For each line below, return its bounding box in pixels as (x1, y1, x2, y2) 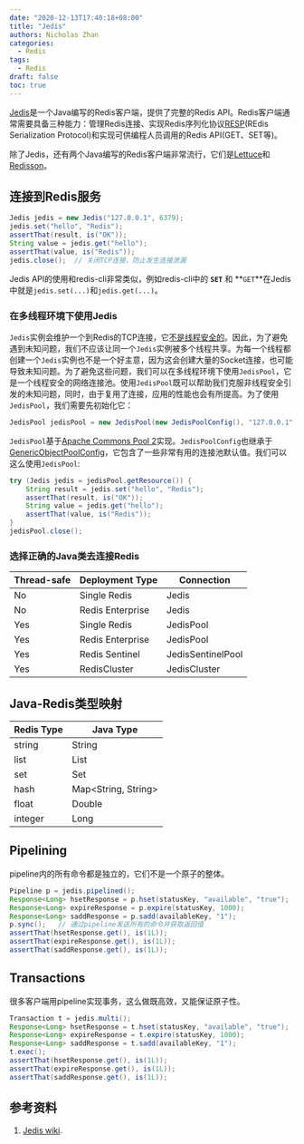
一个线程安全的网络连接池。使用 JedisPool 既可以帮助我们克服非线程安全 (16, 377, 284, 388)
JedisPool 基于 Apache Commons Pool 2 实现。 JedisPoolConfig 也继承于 (9, 435, 273, 446)
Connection (178, 574, 231, 587)
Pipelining (9, 843, 68, 858)
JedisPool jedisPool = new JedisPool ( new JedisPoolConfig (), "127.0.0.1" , (9, 418, 298, 427)
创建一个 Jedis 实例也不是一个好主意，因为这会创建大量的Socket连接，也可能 (9, 354, 294, 365)
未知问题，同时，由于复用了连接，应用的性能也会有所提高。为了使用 (24, 388, 279, 399)
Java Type (91, 723, 138, 736)
